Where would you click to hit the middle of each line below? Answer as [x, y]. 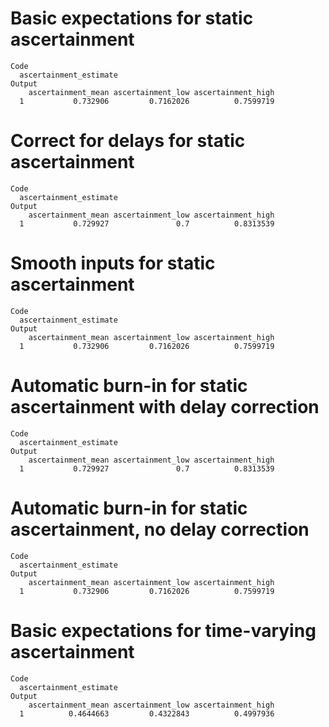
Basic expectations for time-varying [163, 630]
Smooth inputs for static [113, 263]
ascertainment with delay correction [165, 407]
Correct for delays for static [128, 141]
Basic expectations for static [132, 18]
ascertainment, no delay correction [160, 529]
